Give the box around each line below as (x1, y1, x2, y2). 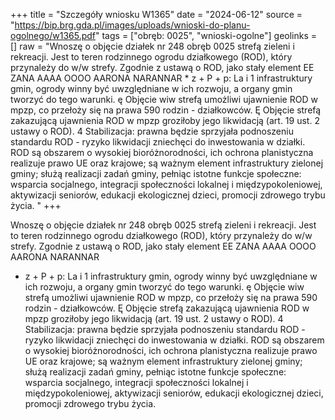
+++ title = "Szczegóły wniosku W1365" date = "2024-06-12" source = (10, 9, 303, 20)
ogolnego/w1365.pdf (10, 30, 96, 41)
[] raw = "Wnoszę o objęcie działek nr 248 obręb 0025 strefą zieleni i (10, 40, 295, 52)
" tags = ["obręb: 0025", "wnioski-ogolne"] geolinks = (95, 30, 318, 41)
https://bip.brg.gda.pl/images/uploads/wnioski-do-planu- (14, 19, 251, 31)
